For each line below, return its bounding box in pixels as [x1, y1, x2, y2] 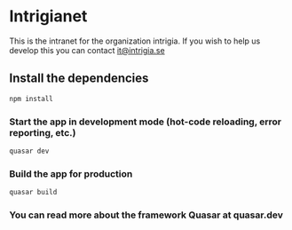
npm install [9, 94, 53, 103]
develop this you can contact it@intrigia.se [9, 44, 166, 55]
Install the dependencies [9, 71, 149, 86]
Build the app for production [9, 167, 133, 179]
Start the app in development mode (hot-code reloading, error [9, 115, 282, 128]
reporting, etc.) [9, 126, 76, 139]
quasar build [9, 188, 58, 197]
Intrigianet [9, 6, 88, 27]
